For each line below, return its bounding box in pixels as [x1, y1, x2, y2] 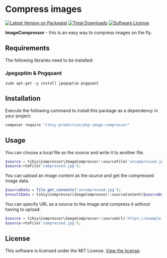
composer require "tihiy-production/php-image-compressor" [5, 122, 130, 127]
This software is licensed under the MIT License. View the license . [5, 248, 141, 254]
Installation [5, 94, 41, 103]
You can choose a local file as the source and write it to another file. [5, 149, 145, 155]
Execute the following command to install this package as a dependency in [5, 107, 158, 113]
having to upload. [5, 206, 41, 212]
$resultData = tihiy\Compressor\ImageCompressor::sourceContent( [5, 192, 143, 197]
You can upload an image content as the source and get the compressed [5, 172, 154, 178]
